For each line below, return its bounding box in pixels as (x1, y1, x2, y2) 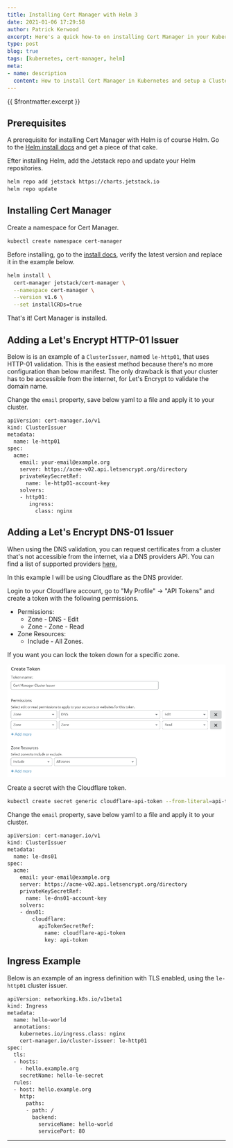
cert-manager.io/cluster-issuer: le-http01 (19, 1037, 148, 1044)
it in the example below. (7, 257, 75, 266)
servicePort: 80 (37, 1127, 85, 1135)
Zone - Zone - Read (27, 622, 85, 631)
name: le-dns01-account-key (25, 894, 107, 902)
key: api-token (44, 936, 89, 944)
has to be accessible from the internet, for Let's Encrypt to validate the (7, 374, 209, 382)
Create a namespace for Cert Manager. (7, 223, 119, 232)
